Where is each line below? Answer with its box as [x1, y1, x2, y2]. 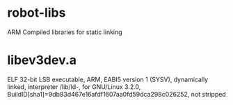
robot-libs [7, 5, 66, 21]
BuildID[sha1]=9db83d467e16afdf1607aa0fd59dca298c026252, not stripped [7, 90, 226, 98]
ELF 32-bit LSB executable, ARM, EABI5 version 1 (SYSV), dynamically [7, 75, 209, 83]
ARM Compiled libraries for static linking [7, 28, 123, 36]
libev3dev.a [7, 52, 77, 68]
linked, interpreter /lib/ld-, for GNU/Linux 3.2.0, [7, 82, 141, 91]
